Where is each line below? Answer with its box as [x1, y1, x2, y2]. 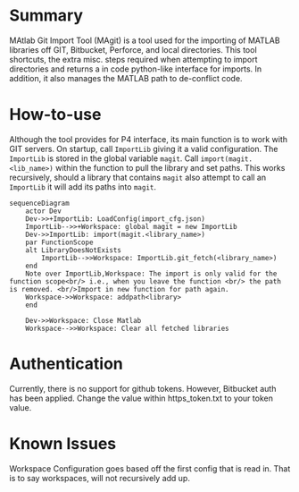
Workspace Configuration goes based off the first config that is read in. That [9, 462, 291, 474]
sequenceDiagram [9, 199, 70, 208]
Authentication [9, 354, 123, 374]
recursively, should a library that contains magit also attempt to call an [9, 172, 266, 182]
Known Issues [9, 434, 117, 454]
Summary [9, 5, 83, 26]
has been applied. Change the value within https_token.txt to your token [9, 393, 274, 403]
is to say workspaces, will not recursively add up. [9, 472, 190, 483]
